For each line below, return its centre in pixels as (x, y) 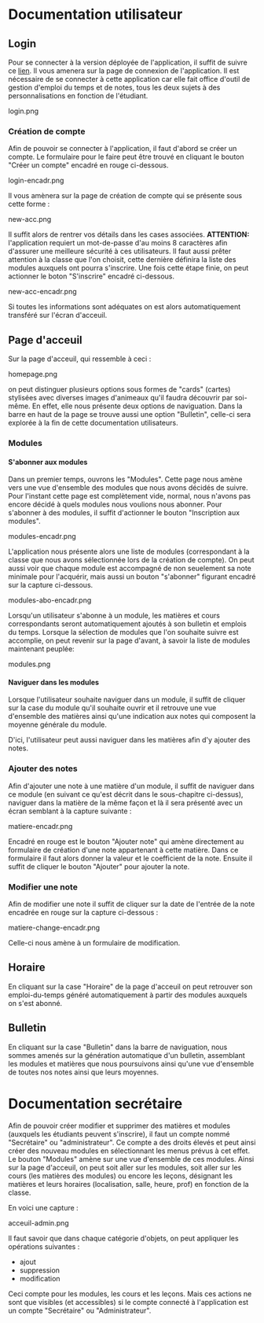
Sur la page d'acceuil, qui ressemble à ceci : (80, 359)
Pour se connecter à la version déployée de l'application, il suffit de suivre (128, 62)
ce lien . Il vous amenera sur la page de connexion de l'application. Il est (124, 71)
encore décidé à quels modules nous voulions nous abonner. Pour (115, 504)
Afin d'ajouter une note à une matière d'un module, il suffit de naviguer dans (132, 786)
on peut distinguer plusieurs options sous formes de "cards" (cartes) (119, 389)
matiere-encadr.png (40, 826)
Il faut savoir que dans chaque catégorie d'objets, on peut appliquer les (123, 1238)
